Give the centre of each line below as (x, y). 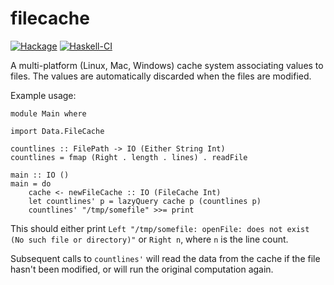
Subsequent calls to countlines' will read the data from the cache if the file (165, 258)
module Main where (48, 113)
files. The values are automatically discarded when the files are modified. (161, 76)
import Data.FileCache (57, 131)
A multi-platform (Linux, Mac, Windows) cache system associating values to (167, 65)
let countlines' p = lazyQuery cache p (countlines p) (145, 201)
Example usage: (43, 95)
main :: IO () (40, 175)
